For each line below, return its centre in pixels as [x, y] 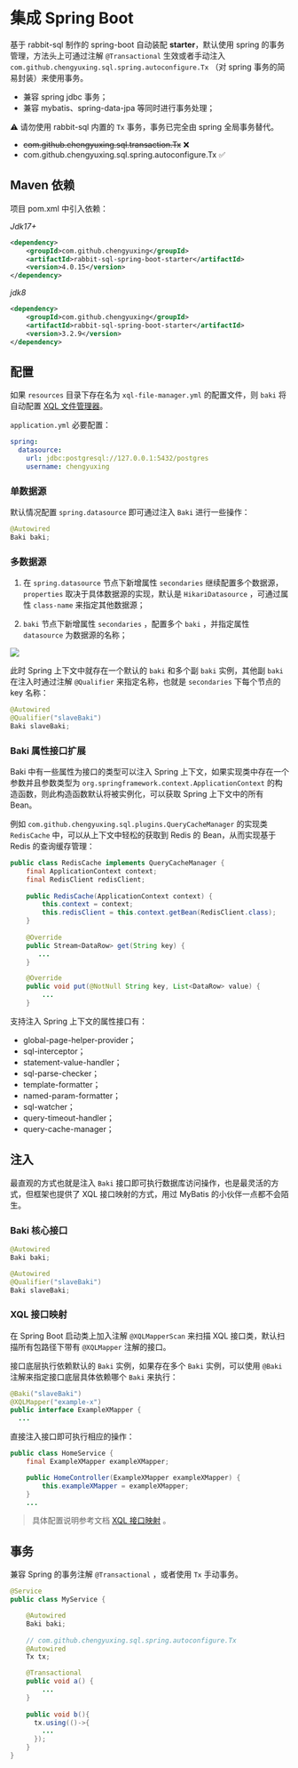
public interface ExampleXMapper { [76, 1410]
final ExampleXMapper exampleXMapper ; [98, 1462]
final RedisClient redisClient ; [86, 880]
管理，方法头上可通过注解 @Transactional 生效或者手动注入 [118, 55]
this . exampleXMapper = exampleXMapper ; [116, 1486]
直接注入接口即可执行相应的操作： [72, 1436]
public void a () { [60, 1682]
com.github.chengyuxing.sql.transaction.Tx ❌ [106, 144]
